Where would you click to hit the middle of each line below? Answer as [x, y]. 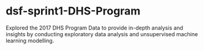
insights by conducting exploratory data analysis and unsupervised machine [102, 34]
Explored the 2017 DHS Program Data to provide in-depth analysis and [94, 28]
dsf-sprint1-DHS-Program [73, 11]
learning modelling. [30, 40]
